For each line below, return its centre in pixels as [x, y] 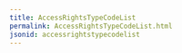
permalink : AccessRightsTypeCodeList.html [91, 26]
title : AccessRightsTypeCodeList [73, 18]
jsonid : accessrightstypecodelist [75, 34]
